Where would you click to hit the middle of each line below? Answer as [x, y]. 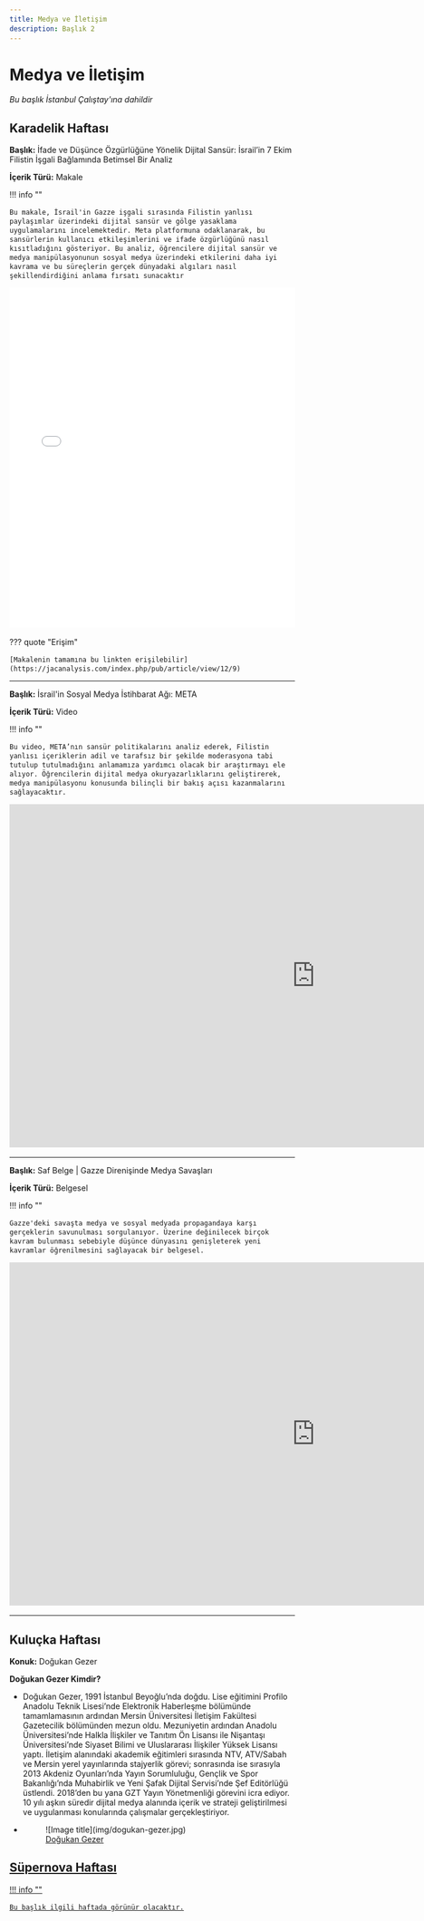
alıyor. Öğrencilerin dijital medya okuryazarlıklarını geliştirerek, [145, 775]
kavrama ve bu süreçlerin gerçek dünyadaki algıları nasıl [123, 267]
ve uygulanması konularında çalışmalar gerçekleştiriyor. [126, 1812]
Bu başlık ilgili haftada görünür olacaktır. [96, 1907]
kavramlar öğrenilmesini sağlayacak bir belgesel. [107, 1250]
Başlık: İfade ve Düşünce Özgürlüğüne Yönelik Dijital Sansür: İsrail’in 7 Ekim [151, 150]
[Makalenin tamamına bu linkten [70, 660]
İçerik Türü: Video [44, 712]
